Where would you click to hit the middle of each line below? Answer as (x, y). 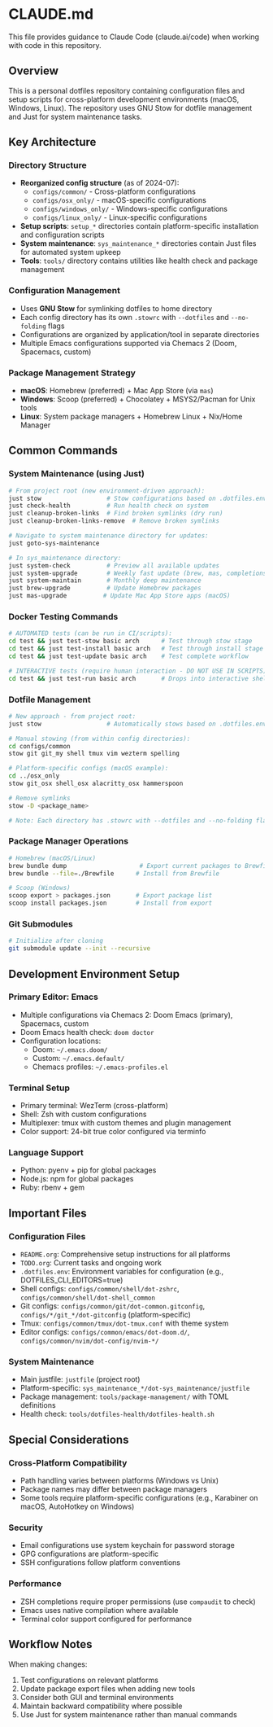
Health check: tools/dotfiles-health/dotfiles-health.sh (117, 1414)
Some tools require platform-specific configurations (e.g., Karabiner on (139, 1498)
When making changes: (48, 1664)
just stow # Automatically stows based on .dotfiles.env (138, 724)
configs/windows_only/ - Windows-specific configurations (130, 209)
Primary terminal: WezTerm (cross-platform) (94, 1106)
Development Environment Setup (94, 974)
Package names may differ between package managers (113, 1489)
